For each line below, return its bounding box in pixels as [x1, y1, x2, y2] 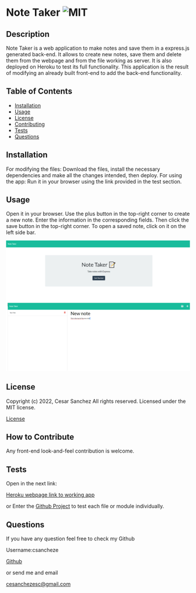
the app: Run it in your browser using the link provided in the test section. [6, 178, 182, 185]
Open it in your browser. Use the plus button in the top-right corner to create [6, 211, 190, 218]
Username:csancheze [6, 547, 59, 554]
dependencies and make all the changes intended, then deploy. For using [6, 171, 183, 178]
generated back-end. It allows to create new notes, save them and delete [6, 51, 182, 58]
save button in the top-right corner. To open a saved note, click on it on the [6, 223, 186, 230]
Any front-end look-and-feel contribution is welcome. [6, 447, 135, 454]
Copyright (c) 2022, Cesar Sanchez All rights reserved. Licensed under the [6, 398, 186, 405]
